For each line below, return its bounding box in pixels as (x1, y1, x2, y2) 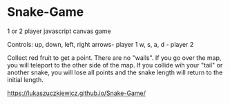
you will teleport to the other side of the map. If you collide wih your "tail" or (7, 61, 223, 69)
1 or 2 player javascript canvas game (7, 27, 112, 35)
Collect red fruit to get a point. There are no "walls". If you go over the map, (7, 53, 222, 62)
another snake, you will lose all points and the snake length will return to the (7, 68, 223, 76)
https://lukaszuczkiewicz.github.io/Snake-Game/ (7, 89, 146, 97)
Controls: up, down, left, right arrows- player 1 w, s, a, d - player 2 (7, 40, 194, 48)
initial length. (7, 75, 44, 83)
